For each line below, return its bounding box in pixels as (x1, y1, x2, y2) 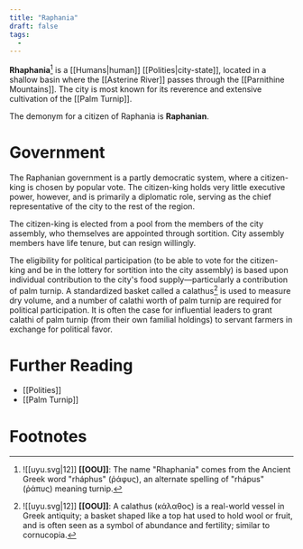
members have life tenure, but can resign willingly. (9, 237, 197, 248)
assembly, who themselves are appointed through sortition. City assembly (9, 227, 285, 239)
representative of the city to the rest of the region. (9, 200, 196, 212)
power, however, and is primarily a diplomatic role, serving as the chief (9, 191, 272, 202)
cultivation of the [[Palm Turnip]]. (9, 93, 133, 104)
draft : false (9, 22, 59, 31)
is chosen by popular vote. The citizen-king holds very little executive (26, 181, 286, 192)
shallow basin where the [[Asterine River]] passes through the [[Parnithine (9, 74, 286, 85)
